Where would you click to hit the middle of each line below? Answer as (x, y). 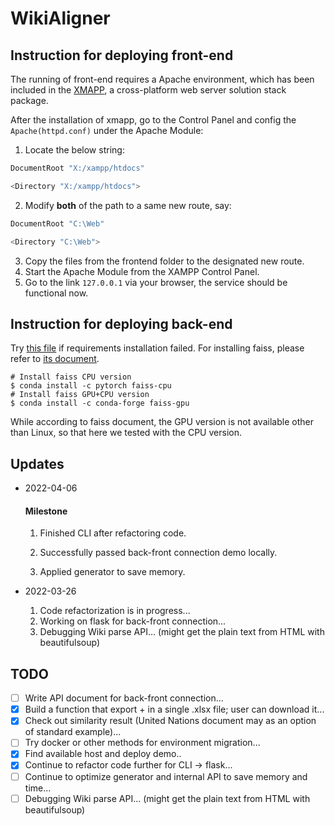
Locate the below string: (74, 150)
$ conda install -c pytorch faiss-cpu (91, 386)
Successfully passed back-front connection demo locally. (158, 553)
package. (29, 100)
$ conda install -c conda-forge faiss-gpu (100, 403)
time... (38, 788)
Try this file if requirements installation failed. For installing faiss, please (157, 348)
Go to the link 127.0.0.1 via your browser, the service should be (156, 282)
